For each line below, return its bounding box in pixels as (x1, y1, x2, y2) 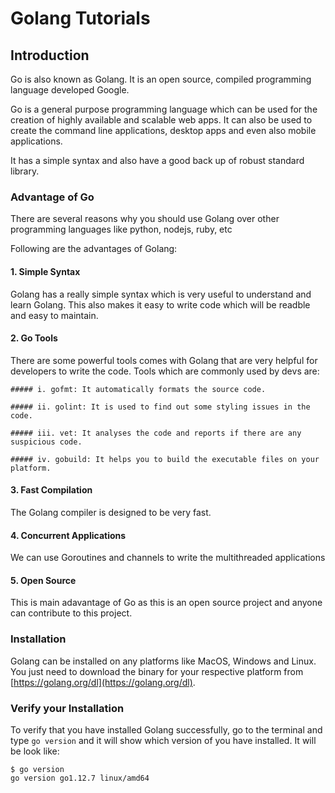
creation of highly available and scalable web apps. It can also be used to (10, 114, 313, 126)
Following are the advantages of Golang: (10, 243, 178, 255)
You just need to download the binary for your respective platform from (10, 665, 304, 677)
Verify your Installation (10, 701, 125, 715)
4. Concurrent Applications (10, 529, 127, 541)
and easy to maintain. (10, 309, 99, 321)
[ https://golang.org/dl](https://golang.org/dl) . (10, 676, 196, 688)
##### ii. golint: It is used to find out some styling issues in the (10, 402, 311, 412)
